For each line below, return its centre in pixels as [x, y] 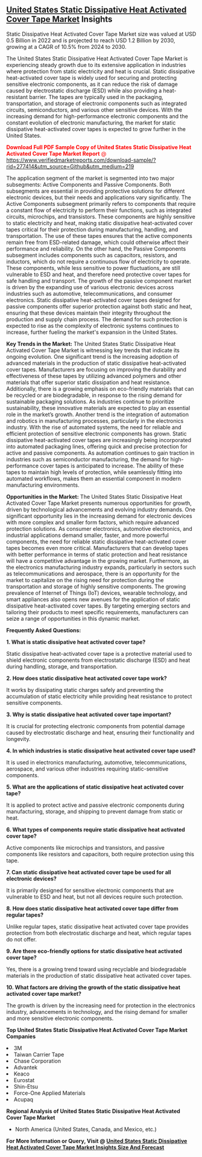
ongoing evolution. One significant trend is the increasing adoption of [92, 356]
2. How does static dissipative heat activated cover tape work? [87, 678]
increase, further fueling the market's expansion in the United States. [92, 332]
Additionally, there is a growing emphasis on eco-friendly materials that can [100, 388]
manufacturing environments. [43, 485]
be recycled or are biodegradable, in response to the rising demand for [94, 395]
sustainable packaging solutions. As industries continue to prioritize [90, 402]
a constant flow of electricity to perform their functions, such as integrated [99, 210]
